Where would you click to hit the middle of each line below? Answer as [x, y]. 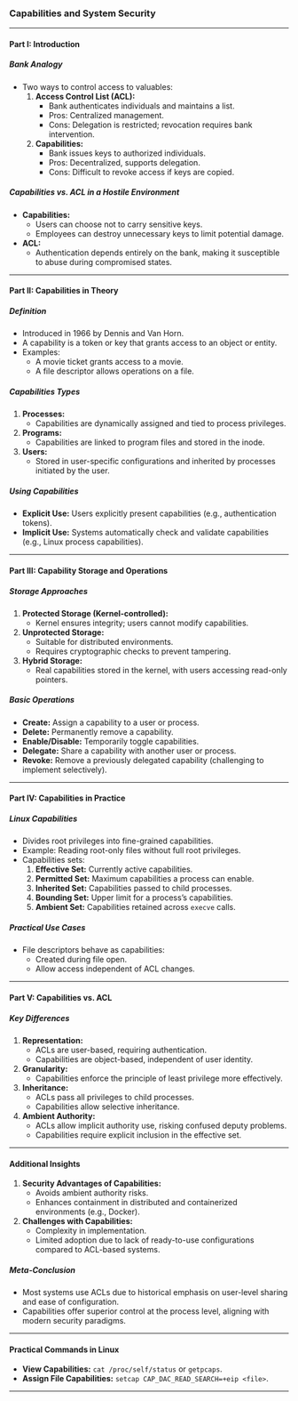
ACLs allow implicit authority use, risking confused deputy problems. [161, 1125]
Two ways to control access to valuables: [97, 86]
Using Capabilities [44, 491]
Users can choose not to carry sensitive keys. [119, 224]
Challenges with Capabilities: [77, 1221]
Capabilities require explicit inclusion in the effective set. [138, 1135]
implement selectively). [65, 769]
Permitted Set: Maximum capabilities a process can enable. [145, 879]
